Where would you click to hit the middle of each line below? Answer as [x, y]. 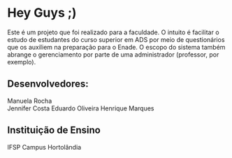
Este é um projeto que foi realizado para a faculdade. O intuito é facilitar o [113, 32]
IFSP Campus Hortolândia [44, 147]
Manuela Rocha [30, 101]
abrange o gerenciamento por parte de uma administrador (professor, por [113, 55]
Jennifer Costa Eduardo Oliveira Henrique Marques [81, 108]
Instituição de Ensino [54, 130]
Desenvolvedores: [48, 84]
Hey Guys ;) [42, 13]
